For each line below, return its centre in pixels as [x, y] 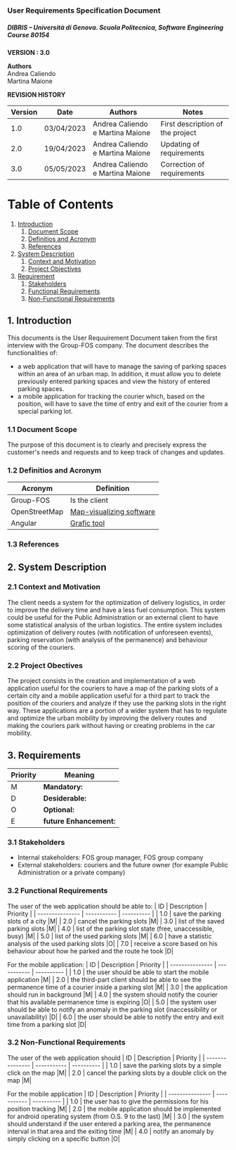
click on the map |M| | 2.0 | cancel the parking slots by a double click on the [117, 1073]
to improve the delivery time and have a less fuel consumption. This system [117, 610]
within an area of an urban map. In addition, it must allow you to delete [119, 373]
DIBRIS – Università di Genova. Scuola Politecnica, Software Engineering [115, 27]
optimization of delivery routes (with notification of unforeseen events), [110, 632]
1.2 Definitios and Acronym [54, 470]
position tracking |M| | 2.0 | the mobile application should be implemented [114, 1109]
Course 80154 [28, 34]
